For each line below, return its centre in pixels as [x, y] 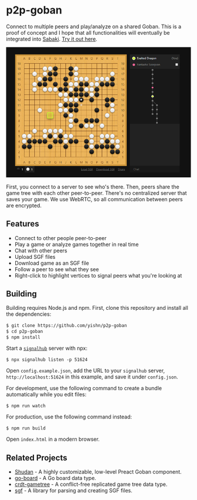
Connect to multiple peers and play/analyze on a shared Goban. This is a [94, 26]
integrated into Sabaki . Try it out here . [52, 39]
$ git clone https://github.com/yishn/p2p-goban [67, 326]
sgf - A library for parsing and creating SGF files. [74, 491]
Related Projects [37, 457]
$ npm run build [26, 428]
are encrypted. [24, 205]
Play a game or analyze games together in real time [77, 244]
